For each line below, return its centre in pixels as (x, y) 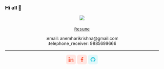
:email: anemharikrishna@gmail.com (82, 39)
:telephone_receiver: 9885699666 (82, 43)
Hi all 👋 (13, 8)
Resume (82, 29)
